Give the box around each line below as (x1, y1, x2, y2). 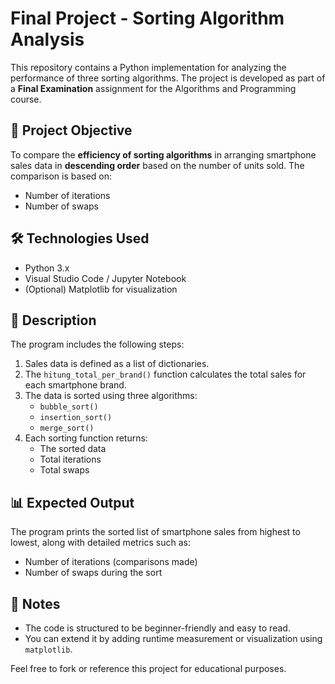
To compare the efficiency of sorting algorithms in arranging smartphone (10, 148, 317, 161)
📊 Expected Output (10, 494, 135, 511)
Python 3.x (24, 262, 70, 274)
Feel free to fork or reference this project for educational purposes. (10, 663, 287, 674)
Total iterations (39, 453, 102, 466)
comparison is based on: (10, 170, 113, 182)
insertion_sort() (39, 413, 113, 423)
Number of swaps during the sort (24, 567, 163, 579)
